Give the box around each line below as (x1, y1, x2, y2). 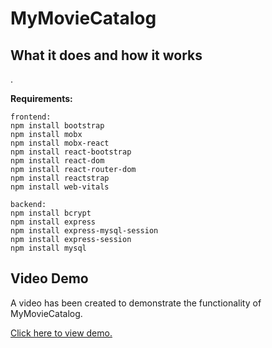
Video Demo (10, 270, 89, 287)
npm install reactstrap (10, 173, 110, 183)
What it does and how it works (10, 47, 203, 64)
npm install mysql (10, 243, 87, 253)
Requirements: (10, 93, 73, 104)
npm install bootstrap (10, 121, 105, 131)
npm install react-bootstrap (10, 147, 132, 157)
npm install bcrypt (10, 208, 92, 218)
